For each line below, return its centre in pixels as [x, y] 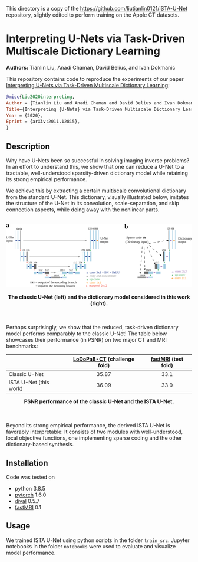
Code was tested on [30, 477]
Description [28, 146]
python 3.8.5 [30, 489]
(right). [99, 303]
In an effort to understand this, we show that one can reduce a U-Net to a [95, 167]
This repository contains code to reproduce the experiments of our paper [95, 79]
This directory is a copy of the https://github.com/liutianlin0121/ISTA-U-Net [97, 9]
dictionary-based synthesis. [40, 445]
